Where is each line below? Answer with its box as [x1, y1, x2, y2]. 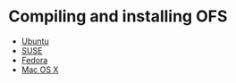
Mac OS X [21, 64, 59, 75]
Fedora [21, 54, 48, 65]
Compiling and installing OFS [8, 6, 228, 27]
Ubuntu [21, 36, 50, 46]
